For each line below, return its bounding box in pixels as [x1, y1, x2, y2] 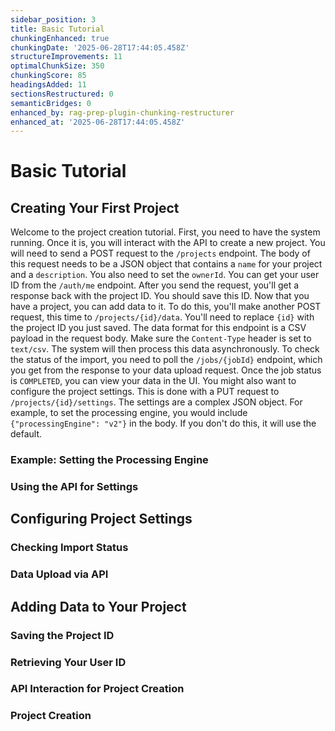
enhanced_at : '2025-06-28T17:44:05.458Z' [10, 117, 186, 127]
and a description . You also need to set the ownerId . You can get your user [10, 269, 320, 281]
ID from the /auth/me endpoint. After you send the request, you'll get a [10, 279, 300, 291]
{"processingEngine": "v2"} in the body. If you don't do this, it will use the [10, 417, 317, 430]
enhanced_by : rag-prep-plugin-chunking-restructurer [10, 107, 235, 118]
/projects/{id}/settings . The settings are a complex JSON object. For [10, 396, 303, 408]
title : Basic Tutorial [10, 24, 105, 34]
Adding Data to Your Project [10, 598, 187, 615]
